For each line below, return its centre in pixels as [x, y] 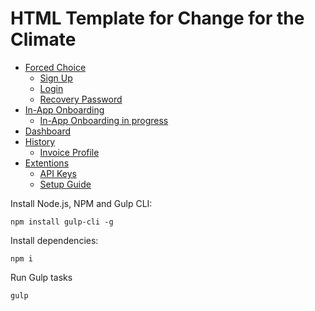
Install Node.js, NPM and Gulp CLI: [81, 203]
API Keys [58, 173]
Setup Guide [65, 184]
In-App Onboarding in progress [104, 120]
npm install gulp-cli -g [62, 222]
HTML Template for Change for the [157, 18]
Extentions [47, 163]
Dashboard [48, 131]
